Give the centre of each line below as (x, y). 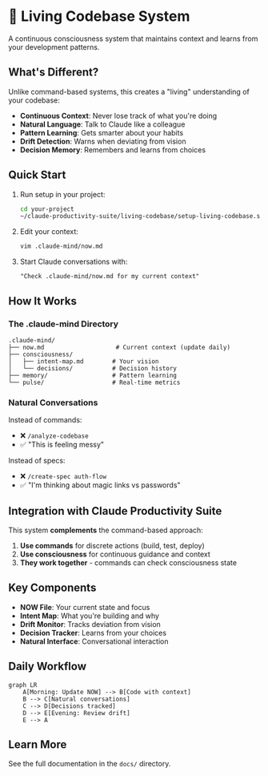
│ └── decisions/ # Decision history (93, 368)
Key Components (52, 588)
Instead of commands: (45, 420)
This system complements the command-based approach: (106, 530)
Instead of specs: (37, 461)
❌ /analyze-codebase (54, 435)
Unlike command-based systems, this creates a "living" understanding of (129, 91)
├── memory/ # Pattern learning (93, 375)
